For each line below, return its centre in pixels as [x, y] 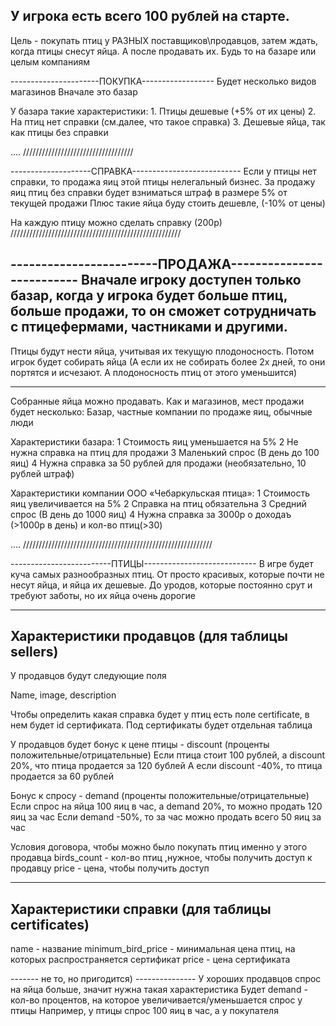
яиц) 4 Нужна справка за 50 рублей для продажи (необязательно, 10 [158, 463]
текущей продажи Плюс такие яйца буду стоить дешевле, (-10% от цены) [168, 203]
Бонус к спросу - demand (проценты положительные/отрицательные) [160, 796]
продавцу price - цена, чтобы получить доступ [110, 868]
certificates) [50, 924]
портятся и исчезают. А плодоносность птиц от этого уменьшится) [154, 372]
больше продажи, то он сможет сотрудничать [163, 311]
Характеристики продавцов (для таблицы [149, 636]
